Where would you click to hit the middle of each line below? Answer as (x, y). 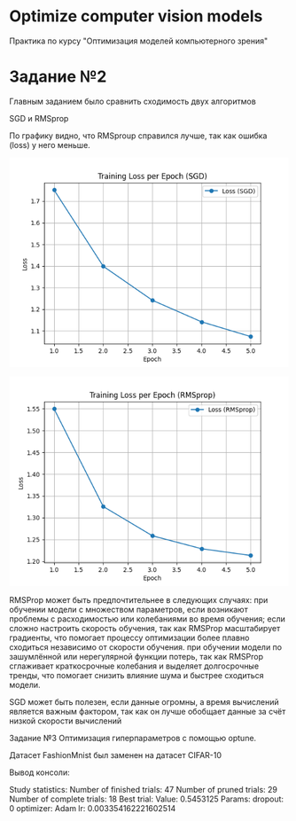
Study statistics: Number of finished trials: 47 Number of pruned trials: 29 (143, 789)
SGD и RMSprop (39, 118)
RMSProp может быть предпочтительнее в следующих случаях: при (139, 599)
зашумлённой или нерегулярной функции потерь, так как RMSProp (136, 656)
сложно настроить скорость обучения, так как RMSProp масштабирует (145, 628)
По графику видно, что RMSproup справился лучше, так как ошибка (138, 136)
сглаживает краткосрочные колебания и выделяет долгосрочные (134, 666)
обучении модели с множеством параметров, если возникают (129, 609)
